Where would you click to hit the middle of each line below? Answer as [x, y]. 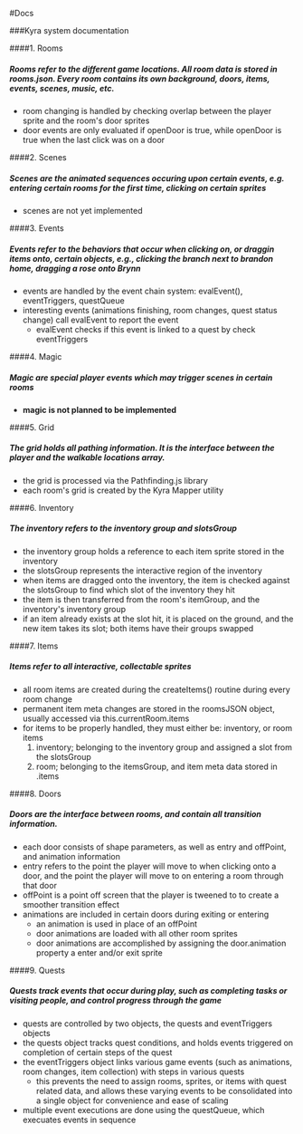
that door [39, 885]
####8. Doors [35, 793]
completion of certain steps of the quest [97, 1052]
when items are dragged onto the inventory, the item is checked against [156, 580]
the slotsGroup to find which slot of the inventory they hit [128, 590]
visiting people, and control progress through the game [116, 1001]
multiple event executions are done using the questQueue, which [143, 1110]
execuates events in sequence [79, 1120]
